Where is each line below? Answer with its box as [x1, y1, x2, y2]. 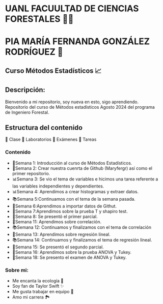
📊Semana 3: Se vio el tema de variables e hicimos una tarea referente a [12, 176, 159, 182]
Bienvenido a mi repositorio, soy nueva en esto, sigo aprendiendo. [5, 99, 139, 105]
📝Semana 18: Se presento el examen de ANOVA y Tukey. [12, 254, 127, 260]
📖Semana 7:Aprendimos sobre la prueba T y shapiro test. [12, 208, 128, 214]
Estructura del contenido [5, 123, 82, 132]
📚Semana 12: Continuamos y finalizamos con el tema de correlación [12, 224, 152, 230]
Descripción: [5, 86, 46, 94]
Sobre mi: [5, 267, 28, 274]
